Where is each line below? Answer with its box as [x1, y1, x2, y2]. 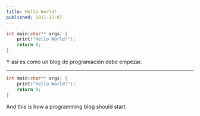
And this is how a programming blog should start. [6, 103, 127, 110]
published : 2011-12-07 [6, 14, 62, 20]
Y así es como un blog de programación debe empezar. [6, 58, 142, 65]
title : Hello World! [6, 8, 58, 15]
